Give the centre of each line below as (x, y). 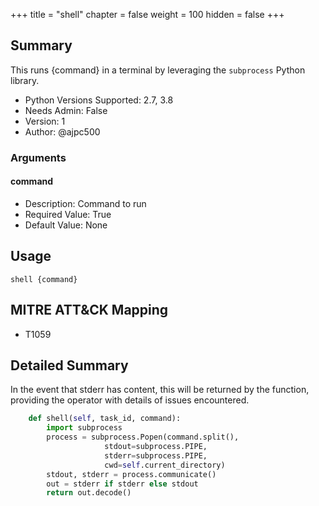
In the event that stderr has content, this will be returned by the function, (160, 390)
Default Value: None (66, 225)
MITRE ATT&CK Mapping (89, 310)
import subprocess (84, 428)
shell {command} (44, 279)
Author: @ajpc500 (62, 131)
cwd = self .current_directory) (165, 465)
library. (25, 80)
